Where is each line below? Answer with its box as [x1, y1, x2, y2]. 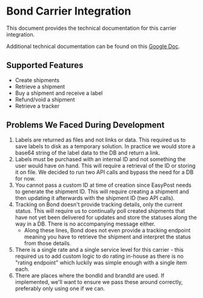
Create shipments [15, 76, 59, 83]
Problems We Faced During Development [6, 120, 165, 130]
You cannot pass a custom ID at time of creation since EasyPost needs [15, 181, 192, 189]
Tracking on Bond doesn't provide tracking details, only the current [15, 201, 183, 208]
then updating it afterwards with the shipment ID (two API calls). [15, 194, 175, 201]
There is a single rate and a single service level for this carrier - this [15, 246, 184, 253]
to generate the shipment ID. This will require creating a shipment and [15, 187, 189, 195]
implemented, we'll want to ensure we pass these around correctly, [15, 278, 183, 285]
